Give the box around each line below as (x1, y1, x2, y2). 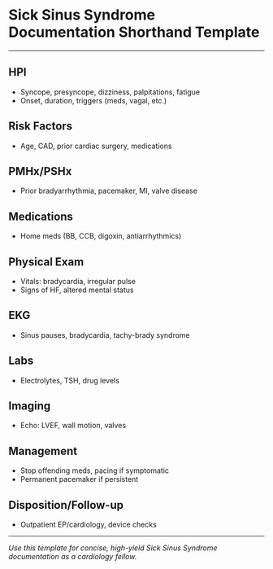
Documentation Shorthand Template (8, 23, 260, 42)
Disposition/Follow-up (8, 498, 124, 512)
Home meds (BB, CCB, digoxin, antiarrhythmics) (19, 231, 182, 241)
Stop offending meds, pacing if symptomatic (19, 466, 169, 475)
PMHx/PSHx (8, 164, 72, 178)
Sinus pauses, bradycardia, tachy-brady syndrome (19, 330, 191, 339)
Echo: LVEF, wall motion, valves (19, 421, 127, 431)
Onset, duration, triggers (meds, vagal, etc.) (19, 95, 167, 105)
